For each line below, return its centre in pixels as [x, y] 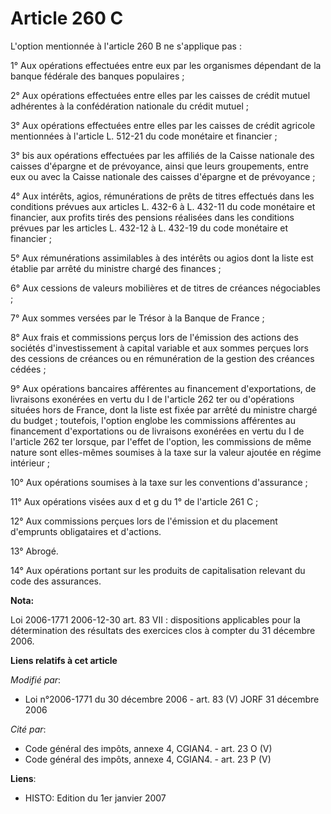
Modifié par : [36, 679]
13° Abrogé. [34, 551]
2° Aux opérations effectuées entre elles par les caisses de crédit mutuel [160, 95]
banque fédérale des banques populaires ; [97, 76]
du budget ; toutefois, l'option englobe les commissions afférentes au [153, 420]
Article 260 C [67, 18]
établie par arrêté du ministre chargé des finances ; [116, 268]
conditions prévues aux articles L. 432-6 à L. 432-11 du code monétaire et [163, 206]
